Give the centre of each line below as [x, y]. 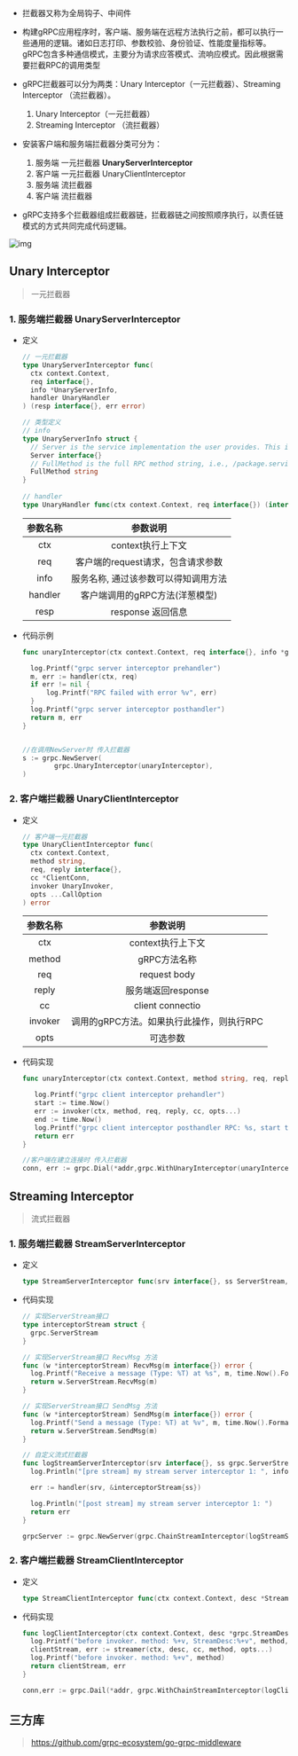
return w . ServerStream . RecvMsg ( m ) [94, 1382]
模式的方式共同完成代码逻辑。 [76, 226]
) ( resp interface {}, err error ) [84, 406]
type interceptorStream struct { [84, 1325]
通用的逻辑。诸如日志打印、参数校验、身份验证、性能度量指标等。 [150, 43]
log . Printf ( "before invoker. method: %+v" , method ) [128, 1658]
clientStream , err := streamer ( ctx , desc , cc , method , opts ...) [152, 1650]
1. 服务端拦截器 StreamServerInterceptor [98, 1243]
